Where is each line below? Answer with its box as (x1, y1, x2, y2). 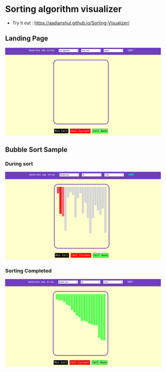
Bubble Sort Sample (5, 145, 68, 154)
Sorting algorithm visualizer (5, 3, 122, 15)
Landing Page (5, 34, 48, 43)
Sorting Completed (5, 267, 52, 274)
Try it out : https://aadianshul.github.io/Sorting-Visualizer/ (12, 20, 129, 26)
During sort (5, 160, 33, 167)
